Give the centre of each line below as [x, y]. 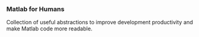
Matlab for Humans [35, 9]
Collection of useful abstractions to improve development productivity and [100, 22]
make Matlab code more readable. [49, 29]
